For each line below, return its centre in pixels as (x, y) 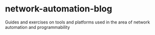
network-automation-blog (59, 9)
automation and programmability (38, 27)
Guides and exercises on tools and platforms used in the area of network (77, 22)
